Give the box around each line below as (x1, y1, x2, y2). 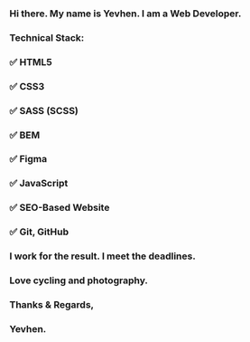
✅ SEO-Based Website (9, 202, 110, 214)
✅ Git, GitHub (9, 225, 69, 238)
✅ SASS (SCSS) (9, 104, 79, 117)
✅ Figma (9, 153, 48, 166)
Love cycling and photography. (9, 274, 149, 287)
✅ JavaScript (9, 177, 69, 190)
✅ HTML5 (9, 55, 52, 68)
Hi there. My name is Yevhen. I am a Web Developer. (9, 7, 242, 20)
